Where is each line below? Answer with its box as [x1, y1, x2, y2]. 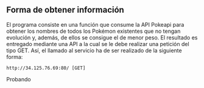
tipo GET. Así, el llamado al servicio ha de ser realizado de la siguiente [6, 47, 182, 54]
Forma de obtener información [6, 5, 125, 15]
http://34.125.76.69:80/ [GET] [6, 65, 86, 71]
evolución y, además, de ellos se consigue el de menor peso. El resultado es [6, 33, 198, 41]
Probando [6, 75, 32, 83]
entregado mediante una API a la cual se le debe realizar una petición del [6, 40, 190, 47]
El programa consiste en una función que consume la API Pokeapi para [6, 21, 185, 28]
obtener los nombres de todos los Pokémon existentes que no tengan [6, 27, 181, 35]
